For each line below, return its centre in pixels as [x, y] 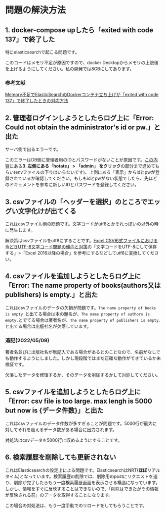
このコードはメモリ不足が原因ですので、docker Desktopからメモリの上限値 [82, 63]
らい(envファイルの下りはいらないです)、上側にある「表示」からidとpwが [80, 172]
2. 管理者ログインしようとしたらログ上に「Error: [80, 118]
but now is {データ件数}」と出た [54, 411]
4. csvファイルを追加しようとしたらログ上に [73, 276]
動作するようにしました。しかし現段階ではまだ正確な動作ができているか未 [85, 358]
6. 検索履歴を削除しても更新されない [61, 457]
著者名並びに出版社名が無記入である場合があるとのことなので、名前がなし [81, 352]
